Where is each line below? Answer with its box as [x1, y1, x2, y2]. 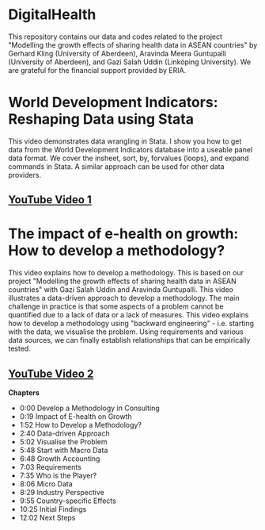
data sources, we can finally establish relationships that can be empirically [8, 336, 251, 345]
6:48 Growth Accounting [19, 454, 100, 463]
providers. [8, 170, 42, 179]
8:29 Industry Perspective [19, 488, 104, 497]
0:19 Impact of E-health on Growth [19, 412, 132, 421]
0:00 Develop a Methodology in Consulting [19, 403, 160, 413]
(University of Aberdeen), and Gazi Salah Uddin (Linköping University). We [8, 57, 252, 67]
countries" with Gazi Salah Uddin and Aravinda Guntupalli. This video [8, 285, 233, 294]
